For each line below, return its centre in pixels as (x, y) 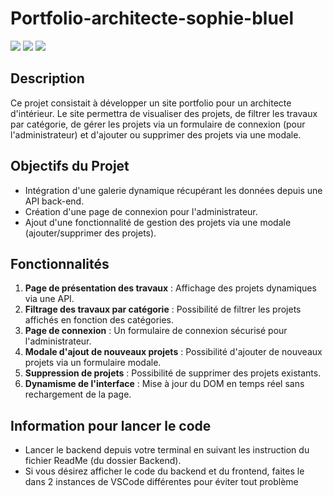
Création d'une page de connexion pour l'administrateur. (141, 211)
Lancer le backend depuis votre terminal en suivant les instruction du (167, 450)
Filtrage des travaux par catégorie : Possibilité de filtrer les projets (163, 309)
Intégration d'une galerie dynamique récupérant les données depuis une (173, 190)
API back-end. (54, 201)
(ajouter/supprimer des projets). (90, 233)
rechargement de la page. (78, 394)
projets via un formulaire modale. (93, 363)
